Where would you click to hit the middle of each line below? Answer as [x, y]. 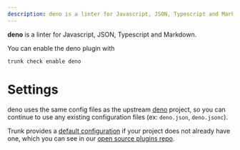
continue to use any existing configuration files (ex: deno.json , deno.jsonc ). [118, 117]
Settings [33, 89]
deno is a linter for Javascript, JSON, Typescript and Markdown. [102, 34]
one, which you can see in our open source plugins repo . [91, 138]
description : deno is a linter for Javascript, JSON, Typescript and [113, 14]
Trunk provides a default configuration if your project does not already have [119, 131]
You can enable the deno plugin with [61, 48]
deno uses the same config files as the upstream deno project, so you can [117, 109]
